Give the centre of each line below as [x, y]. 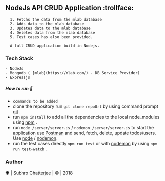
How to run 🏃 [19, 88]
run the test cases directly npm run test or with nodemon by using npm [85, 144]
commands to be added [35, 102]
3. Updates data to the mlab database [50, 28]
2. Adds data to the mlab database [47, 24]
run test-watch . [30, 149]
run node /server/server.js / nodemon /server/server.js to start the [83, 128]
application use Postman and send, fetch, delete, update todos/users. [84, 133]
